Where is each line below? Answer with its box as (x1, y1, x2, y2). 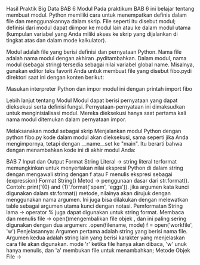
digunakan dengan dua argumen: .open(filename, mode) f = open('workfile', (6, 221, 193, 229)
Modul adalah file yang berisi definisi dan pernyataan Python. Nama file (6, 48, 182, 56)
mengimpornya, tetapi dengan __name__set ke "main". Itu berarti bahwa (6, 140, 183, 147)
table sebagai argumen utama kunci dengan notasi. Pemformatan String (6, 202, 183, 209)
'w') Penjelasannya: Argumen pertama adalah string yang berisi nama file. (6, 228, 188, 235)
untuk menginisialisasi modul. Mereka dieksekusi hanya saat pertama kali (6, 110, 186, 116)
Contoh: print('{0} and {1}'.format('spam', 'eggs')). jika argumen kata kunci (6, 183, 189, 190)
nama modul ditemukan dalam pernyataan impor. (6, 116, 127, 123)
